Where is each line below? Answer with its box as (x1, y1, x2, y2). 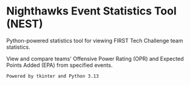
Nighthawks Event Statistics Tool (6, 4, 177, 18)
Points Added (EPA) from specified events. (6, 61, 113, 69)
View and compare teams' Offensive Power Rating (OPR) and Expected (6, 55, 184, 62)
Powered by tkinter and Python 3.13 (6, 73, 99, 79)
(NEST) (6, 17, 44, 31)
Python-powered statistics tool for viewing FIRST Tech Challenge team (6, 37, 183, 44)
